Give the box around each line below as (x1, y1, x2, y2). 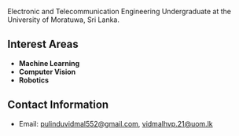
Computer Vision (18, 67, 76, 76)
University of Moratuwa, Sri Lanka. (7, 15, 119, 24)
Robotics (18, 75, 49, 85)
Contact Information (7, 98, 109, 112)
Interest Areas (7, 38, 79, 51)
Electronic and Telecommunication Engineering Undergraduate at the (7, 7, 231, 16)
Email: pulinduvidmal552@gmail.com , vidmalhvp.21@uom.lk (18, 119, 213, 128)
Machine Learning (18, 58, 80, 68)
